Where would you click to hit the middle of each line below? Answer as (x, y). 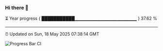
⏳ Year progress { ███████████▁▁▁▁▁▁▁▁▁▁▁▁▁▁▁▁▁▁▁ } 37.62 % (81, 18)
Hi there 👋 (17, 8)
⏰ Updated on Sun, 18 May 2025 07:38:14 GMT (52, 34)
